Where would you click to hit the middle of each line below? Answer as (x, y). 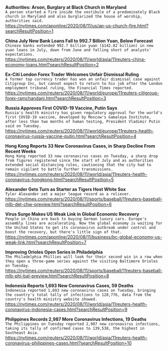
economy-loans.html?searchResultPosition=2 (52, 65)
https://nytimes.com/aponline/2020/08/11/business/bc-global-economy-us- (84, 237)
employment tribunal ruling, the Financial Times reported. (69, 88)
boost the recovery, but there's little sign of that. (64, 232)
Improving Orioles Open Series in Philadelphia (54, 252)
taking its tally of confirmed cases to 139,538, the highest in (75, 328)
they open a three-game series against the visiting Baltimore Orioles (81, 261)
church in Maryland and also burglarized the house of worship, (74, 17)
